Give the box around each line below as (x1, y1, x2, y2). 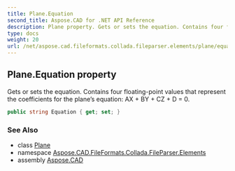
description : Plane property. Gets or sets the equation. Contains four (7, 23, 224, 30)
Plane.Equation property (7, 69, 117, 81)
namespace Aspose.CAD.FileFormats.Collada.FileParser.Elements (17, 148, 206, 156)
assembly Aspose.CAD (17, 156, 84, 164)
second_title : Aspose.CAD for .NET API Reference (7, 17, 155, 24)
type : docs (7, 29, 39, 37)
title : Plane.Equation (7, 10, 73, 18)
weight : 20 (7, 36, 39, 43)
